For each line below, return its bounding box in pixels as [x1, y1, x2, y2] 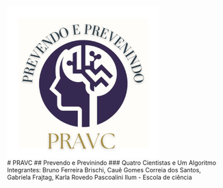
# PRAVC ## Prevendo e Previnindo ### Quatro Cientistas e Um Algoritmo [7, 159, 217, 167]
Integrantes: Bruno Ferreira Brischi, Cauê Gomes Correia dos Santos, [7, 166, 202, 174]
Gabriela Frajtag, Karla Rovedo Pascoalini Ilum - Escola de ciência [7, 173, 193, 181]
